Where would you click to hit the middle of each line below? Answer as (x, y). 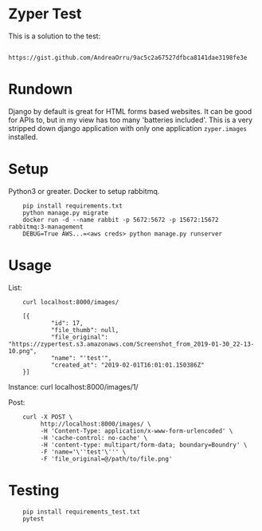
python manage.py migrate (66, 212)
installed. (23, 137)
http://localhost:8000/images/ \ (96, 424)
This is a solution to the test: (55, 36)
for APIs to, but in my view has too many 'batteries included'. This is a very (131, 120)
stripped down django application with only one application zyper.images (127, 128)
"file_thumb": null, (85, 330)
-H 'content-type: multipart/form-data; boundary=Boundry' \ (144, 445)
